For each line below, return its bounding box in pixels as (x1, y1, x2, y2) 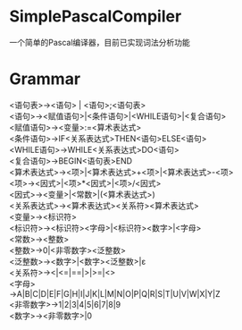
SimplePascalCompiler (9, 6, 182, 27)
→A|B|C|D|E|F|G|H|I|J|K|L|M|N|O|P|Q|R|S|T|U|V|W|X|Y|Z (9, 288, 221, 299)
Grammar (9, 69, 81, 89)
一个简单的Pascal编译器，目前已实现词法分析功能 (9, 37, 190, 47)
